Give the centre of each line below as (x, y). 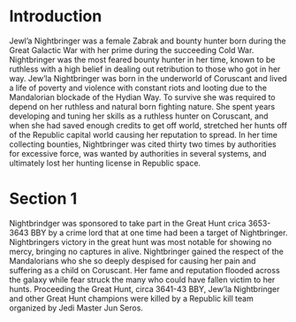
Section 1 (43, 199)
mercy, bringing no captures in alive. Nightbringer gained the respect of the (147, 251)
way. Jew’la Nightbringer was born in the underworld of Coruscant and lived (148, 78)
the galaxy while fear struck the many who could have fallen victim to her (142, 280)
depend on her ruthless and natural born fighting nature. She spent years (142, 106)
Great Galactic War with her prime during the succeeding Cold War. (132, 50)
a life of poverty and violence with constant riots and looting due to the (138, 88)
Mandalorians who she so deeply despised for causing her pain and (133, 261)
